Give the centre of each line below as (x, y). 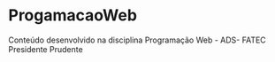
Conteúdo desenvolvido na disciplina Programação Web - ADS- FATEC (137, 40)
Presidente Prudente (46, 49)
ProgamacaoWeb (73, 15)
